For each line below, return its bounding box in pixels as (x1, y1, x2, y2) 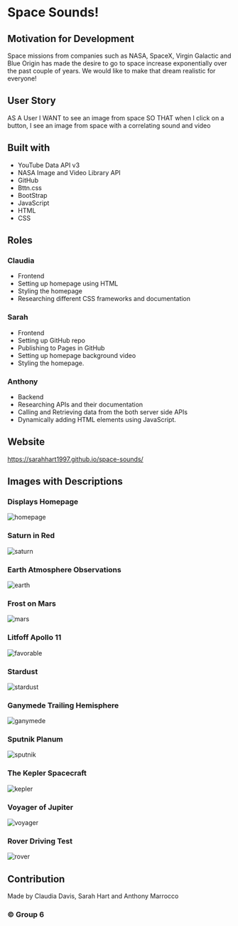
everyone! (7, 74, 37, 83)
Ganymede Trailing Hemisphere (7, 700, 119, 710)
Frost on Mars (7, 599, 57, 609)
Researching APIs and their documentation (17, 400, 144, 409)
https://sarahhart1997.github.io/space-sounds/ (7, 455, 144, 463)
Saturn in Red (7, 531, 55, 541)
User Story (7, 95, 56, 107)
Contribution (7, 873, 65, 885)
